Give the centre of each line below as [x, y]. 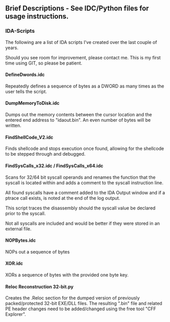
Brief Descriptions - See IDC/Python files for [77, 8]
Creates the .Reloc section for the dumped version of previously [72, 298]
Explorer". [16, 314]
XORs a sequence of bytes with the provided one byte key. [67, 275]
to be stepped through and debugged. [45, 154]
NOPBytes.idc [21, 241]
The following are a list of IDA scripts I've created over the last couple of [81, 42]
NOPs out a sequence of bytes [38, 252]
